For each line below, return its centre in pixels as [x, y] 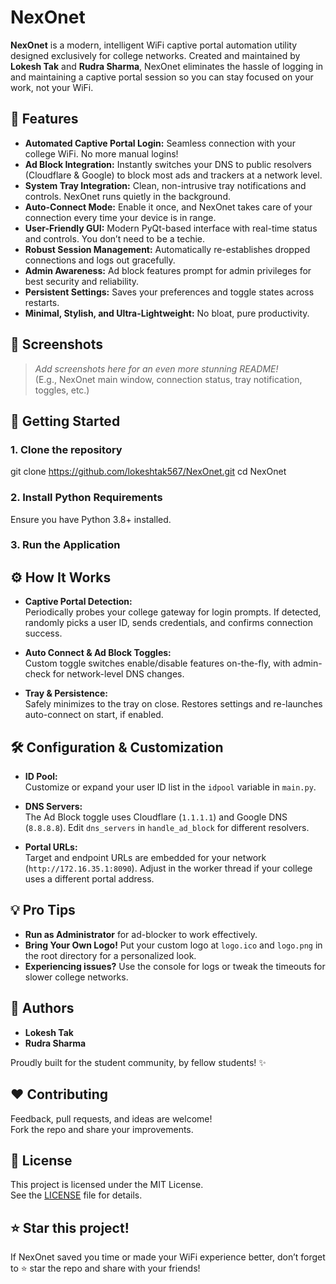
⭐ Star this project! [70, 1227]
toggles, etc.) [62, 390]
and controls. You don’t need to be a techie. [115, 238]
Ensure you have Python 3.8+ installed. [91, 519]
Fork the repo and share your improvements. [102, 1129]
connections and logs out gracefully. [100, 260]
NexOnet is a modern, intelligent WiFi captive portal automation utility [154, 45]
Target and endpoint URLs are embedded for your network [145, 858]
